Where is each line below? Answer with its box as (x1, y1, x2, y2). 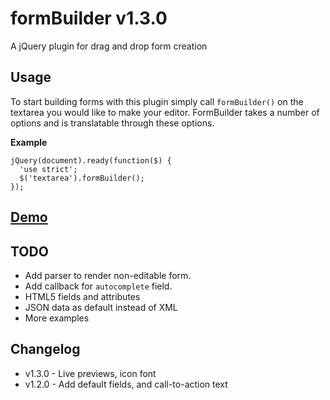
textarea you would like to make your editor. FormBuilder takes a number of (10, 106, 320, 118)
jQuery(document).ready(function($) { (10, 155, 172, 166)
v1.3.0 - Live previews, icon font (24, 367, 157, 379)
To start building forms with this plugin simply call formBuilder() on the (10, 95, 304, 107)
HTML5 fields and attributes (24, 290, 141, 302)
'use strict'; (19, 164, 78, 174)
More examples (24, 312, 90, 324)
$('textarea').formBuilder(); (19, 173, 145, 183)
